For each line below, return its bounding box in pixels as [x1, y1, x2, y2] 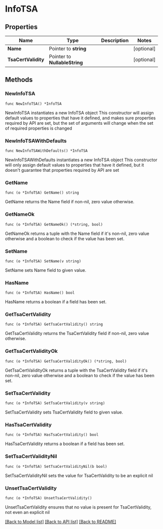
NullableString [49, 59, 83, 66]
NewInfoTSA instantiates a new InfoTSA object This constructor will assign [5, 110, 154, 116]
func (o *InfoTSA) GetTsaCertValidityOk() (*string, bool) [5, 359, 127, 364]
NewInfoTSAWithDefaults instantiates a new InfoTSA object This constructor [5, 157, 158, 163]
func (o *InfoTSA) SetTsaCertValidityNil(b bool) [5, 464, 108, 469]
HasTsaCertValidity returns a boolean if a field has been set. [5, 441, 125, 447]
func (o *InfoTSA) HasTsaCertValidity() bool [5, 432, 98, 437]
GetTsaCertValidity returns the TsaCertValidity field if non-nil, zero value [5, 331, 149, 336]
